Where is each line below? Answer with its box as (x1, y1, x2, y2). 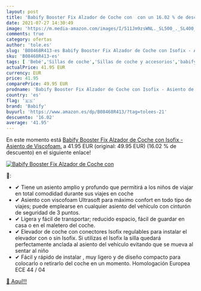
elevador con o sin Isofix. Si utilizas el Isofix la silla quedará (14, 234, 162, 242)
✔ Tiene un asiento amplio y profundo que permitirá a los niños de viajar (14, 183, 193, 191)
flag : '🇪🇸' (6, 97, 36, 103)
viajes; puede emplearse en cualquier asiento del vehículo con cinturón (14, 203, 191, 210)
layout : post (6, 8, 39, 15)
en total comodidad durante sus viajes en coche (14, 190, 133, 197)
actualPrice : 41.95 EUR (6, 64, 66, 71)
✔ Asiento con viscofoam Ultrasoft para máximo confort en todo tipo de (14, 197, 192, 204)
